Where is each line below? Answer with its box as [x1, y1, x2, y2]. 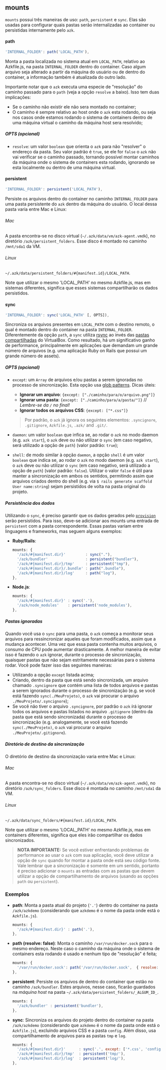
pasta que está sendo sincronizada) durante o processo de [12, 714, 133, 720]
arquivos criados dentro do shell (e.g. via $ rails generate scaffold [12, 478, 152, 484]
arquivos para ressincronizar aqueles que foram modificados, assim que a [5, 635, 156, 642]
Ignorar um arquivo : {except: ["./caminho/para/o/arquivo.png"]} [19, 391, 156, 397]
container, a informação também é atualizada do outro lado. [5, 74, 127, 80]
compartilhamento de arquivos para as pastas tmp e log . [12, 1032, 127, 1038]
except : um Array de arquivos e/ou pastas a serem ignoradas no [12, 377, 143, 383]
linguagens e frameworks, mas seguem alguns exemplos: [5, 529, 123, 535]
